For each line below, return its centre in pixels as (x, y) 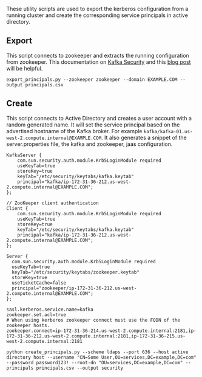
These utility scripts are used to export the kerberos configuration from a (97, 9)
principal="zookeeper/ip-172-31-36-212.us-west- (74, 288)
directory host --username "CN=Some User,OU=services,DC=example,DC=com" (102, 357)
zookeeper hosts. (28, 325)
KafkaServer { (24, 155)
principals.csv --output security (79, 368)
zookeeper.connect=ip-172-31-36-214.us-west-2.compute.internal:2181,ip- (102, 331)
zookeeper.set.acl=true (36, 315)
